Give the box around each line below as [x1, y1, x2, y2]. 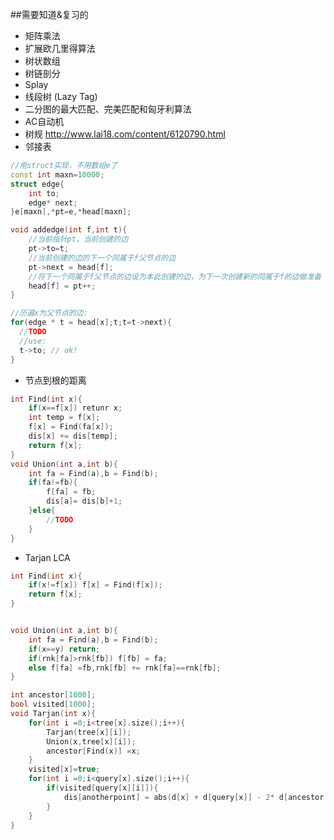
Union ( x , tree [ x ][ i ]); [46, 736, 137, 747]
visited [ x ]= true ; [28, 764, 101, 775]
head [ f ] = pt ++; [28, 281, 97, 291]
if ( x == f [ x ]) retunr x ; [28, 403, 123, 413]
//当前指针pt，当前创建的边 [28, 234, 129, 245]
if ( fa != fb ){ [28, 478, 78, 488]
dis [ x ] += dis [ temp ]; [28, 431, 118, 441]
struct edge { [10, 179, 65, 189]
